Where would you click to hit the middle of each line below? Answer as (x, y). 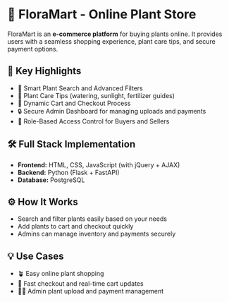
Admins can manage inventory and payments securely (97, 234)
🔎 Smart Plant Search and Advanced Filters (80, 88)
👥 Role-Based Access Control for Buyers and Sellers (93, 121)
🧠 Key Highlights (44, 71)
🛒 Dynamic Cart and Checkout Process (74, 103)
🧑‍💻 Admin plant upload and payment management (91, 291)
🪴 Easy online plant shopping (61, 274)
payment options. (33, 49)
